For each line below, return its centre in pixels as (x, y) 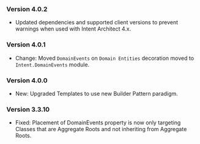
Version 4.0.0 (27, 80)
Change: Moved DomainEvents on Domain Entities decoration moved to (105, 58)
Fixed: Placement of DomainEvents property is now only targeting (98, 123)
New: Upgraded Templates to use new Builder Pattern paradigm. (97, 93)
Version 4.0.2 (27, 9)
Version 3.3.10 (28, 109)
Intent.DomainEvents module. (52, 64)
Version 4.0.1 (26, 45)
